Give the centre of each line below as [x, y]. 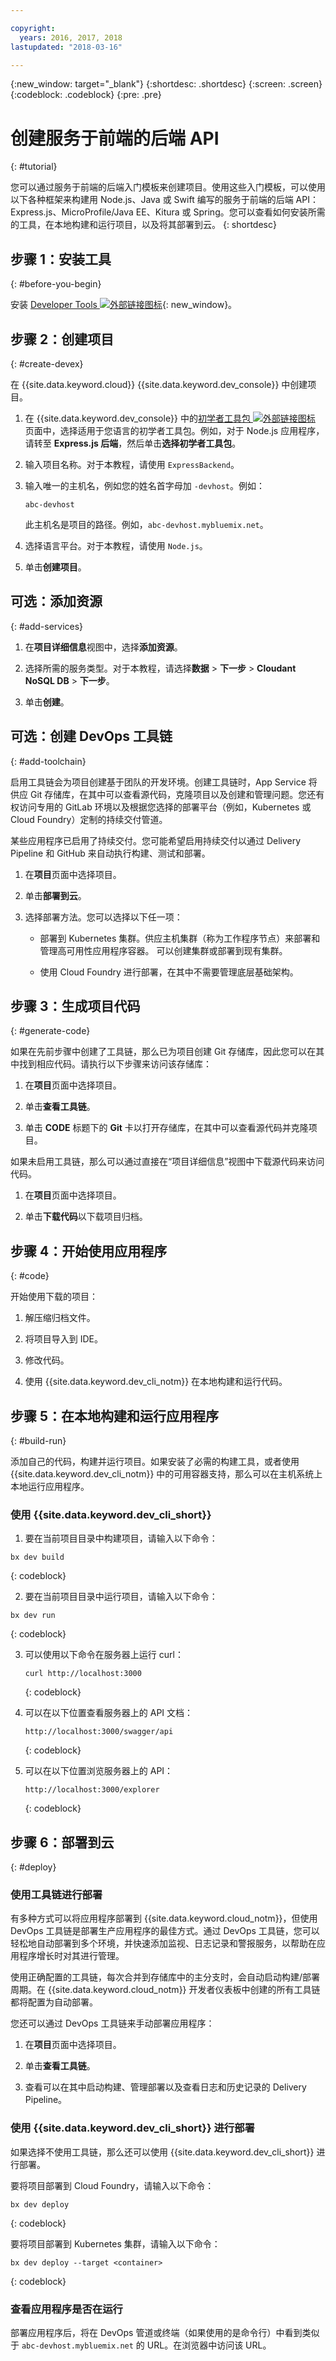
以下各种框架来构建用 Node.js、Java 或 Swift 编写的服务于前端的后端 [152, 200]
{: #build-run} [38, 1440]
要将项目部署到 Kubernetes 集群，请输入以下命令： [115, 2243]
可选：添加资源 [56, 601]
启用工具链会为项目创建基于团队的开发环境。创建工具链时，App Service [158, 782]
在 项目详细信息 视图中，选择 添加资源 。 [103, 647]
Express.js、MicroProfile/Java [72, 212]
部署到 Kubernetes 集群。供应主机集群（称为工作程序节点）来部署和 [180, 938]
